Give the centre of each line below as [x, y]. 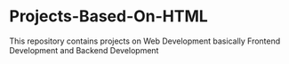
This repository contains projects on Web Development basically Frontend [145, 41]
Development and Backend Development [84, 50]
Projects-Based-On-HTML [109, 16]
